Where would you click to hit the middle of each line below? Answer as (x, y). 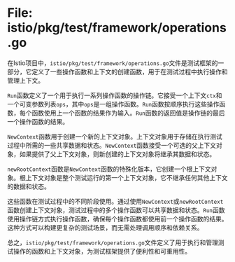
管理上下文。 (26, 80)
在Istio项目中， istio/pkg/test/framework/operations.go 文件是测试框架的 (113, 63)
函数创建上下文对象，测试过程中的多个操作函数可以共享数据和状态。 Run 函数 (116, 210)
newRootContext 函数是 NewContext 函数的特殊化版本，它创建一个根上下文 (109, 169)
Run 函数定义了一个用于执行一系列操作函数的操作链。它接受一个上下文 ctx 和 (115, 95)
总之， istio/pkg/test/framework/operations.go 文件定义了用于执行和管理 (113, 242)
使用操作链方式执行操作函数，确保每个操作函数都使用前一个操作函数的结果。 (117, 219)
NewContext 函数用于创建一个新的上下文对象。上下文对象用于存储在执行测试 (115, 136)
